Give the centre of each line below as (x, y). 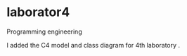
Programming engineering (44, 31)
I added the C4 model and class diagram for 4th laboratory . (93, 45)
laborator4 (38, 12)
